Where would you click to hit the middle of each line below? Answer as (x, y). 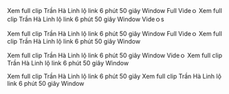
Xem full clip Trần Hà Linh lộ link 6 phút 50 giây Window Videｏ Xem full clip (115, 55)
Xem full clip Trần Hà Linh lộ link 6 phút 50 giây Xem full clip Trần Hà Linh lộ (115, 76)
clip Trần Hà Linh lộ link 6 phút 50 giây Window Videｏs (86, 19)
